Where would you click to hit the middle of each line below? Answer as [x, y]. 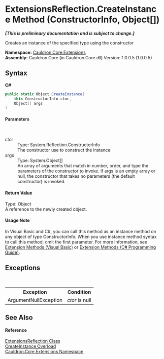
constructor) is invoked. [41, 182]
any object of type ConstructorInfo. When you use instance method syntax [81, 237]
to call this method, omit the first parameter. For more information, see [76, 242]
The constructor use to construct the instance [64, 150]
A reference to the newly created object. [46, 209]
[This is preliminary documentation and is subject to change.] [70, 33]
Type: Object [18, 204]
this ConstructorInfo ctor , [43, 99]
